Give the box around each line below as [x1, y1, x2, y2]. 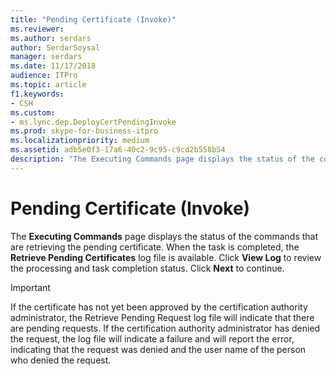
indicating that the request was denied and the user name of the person [10, 343, 307, 355]
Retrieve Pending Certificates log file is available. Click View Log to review [10, 251, 322, 263]
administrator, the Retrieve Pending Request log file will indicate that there [10, 311, 315, 323]
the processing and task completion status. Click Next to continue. [10, 262, 285, 274]
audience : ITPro [10, 71, 78, 81]
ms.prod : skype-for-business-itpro [10, 126, 159, 136]
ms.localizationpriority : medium [10, 136, 150, 146]
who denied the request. [10, 354, 112, 366]
